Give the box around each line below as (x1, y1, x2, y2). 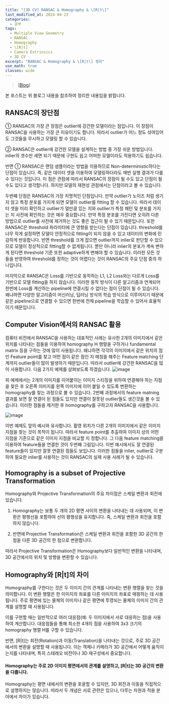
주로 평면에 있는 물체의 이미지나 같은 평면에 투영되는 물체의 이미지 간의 (20, 597, 158, 603)
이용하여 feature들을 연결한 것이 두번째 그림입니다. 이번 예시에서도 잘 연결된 (5, 441, 154, 447)
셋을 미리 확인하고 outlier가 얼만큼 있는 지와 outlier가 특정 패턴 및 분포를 (10, 205, 152, 212)
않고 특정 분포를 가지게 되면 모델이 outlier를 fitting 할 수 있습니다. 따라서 (10, 199, 152, 205)
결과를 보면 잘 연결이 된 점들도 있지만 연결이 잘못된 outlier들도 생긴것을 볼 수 (5, 396, 155, 402)
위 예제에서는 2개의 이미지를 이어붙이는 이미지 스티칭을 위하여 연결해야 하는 (5, 377, 153, 383)
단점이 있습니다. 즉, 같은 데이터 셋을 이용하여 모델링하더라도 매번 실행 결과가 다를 (5, 169, 163, 175)
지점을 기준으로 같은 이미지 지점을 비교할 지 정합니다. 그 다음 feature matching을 (5, 435, 164, 441)
